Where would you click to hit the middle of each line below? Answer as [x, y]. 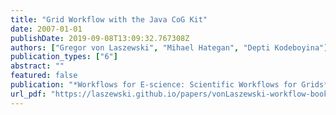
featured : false [44, 76]
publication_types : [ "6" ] [64, 57]
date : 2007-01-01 [46, 29]
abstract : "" [37, 66]
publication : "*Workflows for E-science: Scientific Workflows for [154, 85]
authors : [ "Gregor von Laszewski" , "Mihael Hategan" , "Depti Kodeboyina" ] [169, 47]
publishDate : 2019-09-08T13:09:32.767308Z [100, 38]
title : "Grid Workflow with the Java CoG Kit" [109, 19]
